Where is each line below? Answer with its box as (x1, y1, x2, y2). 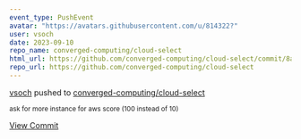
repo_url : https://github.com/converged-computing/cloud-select (9, 63, 254, 72)
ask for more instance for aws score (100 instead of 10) (9, 104, 179, 113)
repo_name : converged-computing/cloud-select (9, 46, 182, 55)
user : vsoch (9, 29, 54, 38)
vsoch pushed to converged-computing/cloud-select (9, 86, 205, 98)
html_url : (9, 54, 47, 63)
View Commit (9, 119, 59, 130)
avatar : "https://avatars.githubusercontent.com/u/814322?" (9, 21, 239, 30)
